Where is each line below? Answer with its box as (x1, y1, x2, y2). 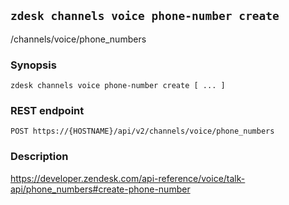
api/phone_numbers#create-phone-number (10, 183, 191, 195)
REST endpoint (10, 104, 85, 118)
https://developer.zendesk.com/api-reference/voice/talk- (10, 172, 246, 184)
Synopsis (10, 58, 57, 72)
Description (10, 150, 69, 164)
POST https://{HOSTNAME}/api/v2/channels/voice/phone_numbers (10, 126, 275, 137)
